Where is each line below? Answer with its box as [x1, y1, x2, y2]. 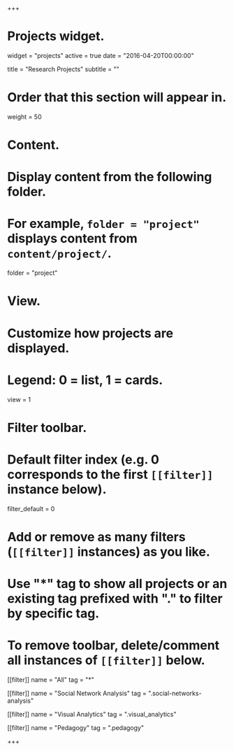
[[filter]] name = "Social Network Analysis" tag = [7, 689, 147, 697]
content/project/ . [7, 245, 112, 262]
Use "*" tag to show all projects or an [7, 576, 228, 592]
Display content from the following [7, 169, 212, 185]
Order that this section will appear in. [7, 90, 227, 106]
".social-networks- [147, 689, 202, 697]
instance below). [7, 481, 107, 497]
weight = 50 [7, 113, 42, 121]
